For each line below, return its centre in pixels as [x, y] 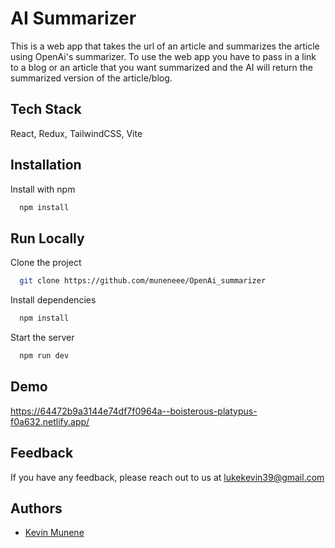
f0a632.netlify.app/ [50, 421]
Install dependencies [53, 300]
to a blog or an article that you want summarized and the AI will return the [161, 67]
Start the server [42, 337]
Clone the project [46, 263]
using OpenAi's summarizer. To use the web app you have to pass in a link [163, 56]
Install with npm [43, 189]
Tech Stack [46, 109]
